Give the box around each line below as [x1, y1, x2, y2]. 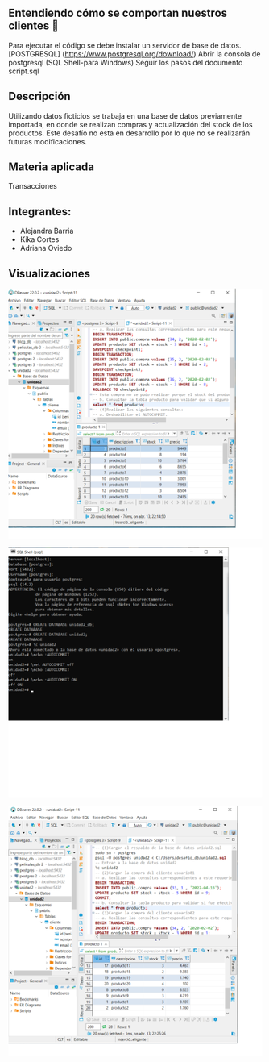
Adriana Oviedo [19, 244, 72, 253]
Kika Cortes [19, 235, 60, 244]
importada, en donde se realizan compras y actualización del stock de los [8, 119, 253, 129]
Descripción [8, 90, 71, 103]
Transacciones [8, 181, 58, 191]
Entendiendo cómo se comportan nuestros [8, 6, 228, 20]
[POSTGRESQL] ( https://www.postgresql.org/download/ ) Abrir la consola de [8, 48, 261, 59]
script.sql [8, 66, 39, 76]
